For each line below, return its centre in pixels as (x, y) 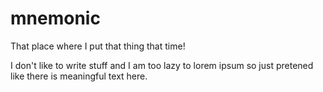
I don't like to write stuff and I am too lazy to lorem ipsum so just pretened (162, 65)
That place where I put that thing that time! (98, 46)
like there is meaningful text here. (79, 76)
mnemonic (55, 18)
